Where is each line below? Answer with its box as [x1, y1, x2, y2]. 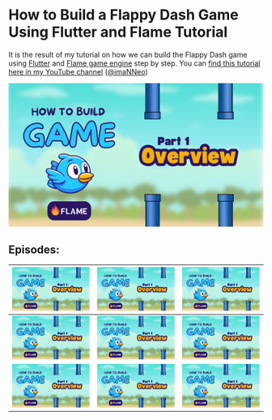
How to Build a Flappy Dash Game [8, 6, 239, 24]
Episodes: [8, 242, 60, 256]
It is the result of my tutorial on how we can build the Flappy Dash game [8, 49, 248, 59]
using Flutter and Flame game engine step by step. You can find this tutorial [8, 58, 261, 68]
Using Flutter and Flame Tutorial [8, 23, 228, 41]
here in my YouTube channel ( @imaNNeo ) [8, 66, 148, 76]
